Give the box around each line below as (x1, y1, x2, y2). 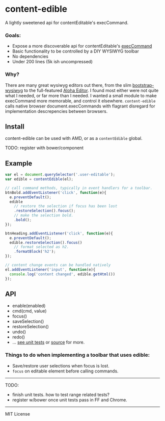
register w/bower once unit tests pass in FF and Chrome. (12, 396, 128, 403)
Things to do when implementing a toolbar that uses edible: (5, 352, 150, 359)
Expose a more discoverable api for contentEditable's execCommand (12, 43, 152, 49)
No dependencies (12, 53, 49, 59)
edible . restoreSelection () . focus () (9, 240, 82, 245)
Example (5, 159, 32, 167)
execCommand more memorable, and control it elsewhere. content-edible (5, 98, 156, 104)
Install (5, 122, 25, 131)
